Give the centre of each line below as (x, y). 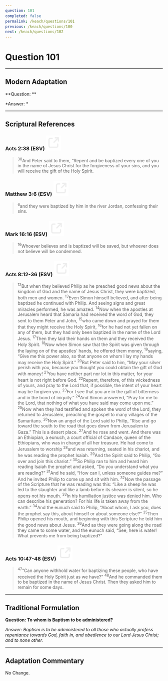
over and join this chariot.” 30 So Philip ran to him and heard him (83, 461)
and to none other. (24, 640)
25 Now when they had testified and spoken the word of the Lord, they (89, 408)
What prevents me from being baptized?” (60, 535)
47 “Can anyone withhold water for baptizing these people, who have (88, 570)
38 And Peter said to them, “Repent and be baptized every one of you (88, 160)
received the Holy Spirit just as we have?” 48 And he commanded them (90, 576)
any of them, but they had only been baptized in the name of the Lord (89, 332)
